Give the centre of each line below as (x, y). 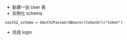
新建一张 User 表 (29, 7)
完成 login (22, 32)
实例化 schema (27, 13)
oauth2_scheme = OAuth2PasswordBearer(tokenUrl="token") (64, 22)
